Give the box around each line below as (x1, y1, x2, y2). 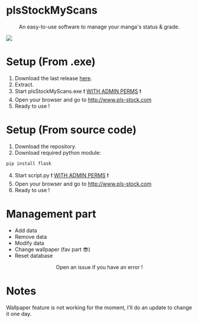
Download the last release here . (14, 75, 93, 82)
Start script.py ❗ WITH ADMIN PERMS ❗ (14, 171, 109, 178)
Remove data (14, 233, 47, 240)
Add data (14, 226, 37, 234)
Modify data (14, 239, 44, 247)
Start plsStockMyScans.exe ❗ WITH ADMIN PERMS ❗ (14, 87, 142, 95)
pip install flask (6, 161, 51, 167)
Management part (6, 207, 96, 220)
